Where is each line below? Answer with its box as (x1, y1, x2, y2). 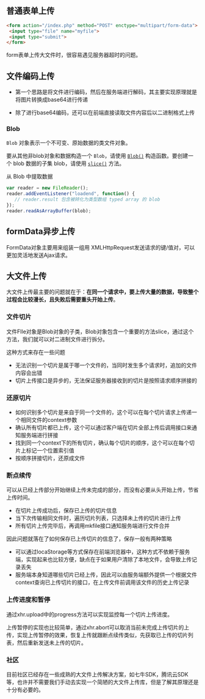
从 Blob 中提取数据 (6, 173, 53, 180)
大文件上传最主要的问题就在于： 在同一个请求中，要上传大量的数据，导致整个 (6, 288, 199, 295)
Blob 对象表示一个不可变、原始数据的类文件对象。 (6, 139, 131, 147)
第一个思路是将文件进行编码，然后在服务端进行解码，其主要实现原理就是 (15, 88, 197, 96)
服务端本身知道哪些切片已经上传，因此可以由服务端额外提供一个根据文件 (15, 571, 197, 579)
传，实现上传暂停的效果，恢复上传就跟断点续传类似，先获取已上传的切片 (6, 631, 188, 638)
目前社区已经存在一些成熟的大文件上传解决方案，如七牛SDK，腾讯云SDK (6, 670, 189, 678)
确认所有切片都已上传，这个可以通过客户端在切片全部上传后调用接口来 (15, 424, 192, 431)
